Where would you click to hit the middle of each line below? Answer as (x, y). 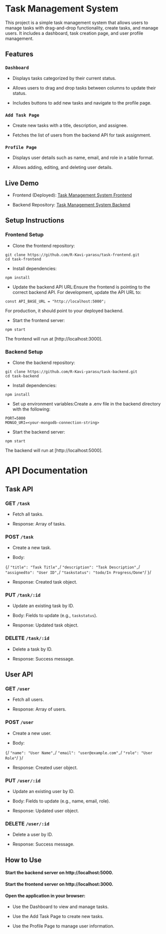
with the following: (31, 409)
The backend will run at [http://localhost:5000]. (54, 450)
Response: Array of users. (39, 709)
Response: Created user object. (45, 767)
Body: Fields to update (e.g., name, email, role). (61, 801)
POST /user (19, 722)
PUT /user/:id (23, 780)
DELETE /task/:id (27, 638)
